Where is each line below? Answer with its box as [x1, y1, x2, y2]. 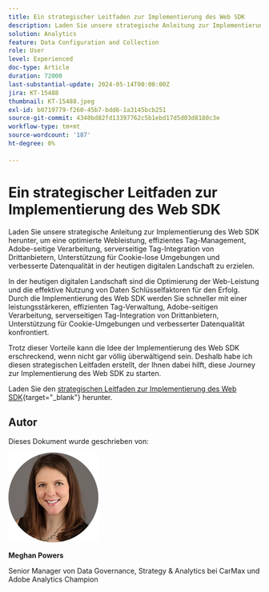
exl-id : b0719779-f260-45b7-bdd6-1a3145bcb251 [8, 106, 167, 114]
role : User [8, 46, 45, 55]
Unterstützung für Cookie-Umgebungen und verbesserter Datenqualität [8, 318, 245, 328]
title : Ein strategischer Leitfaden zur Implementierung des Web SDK [8, 13, 246, 21]
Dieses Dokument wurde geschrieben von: [8, 437, 150, 446]
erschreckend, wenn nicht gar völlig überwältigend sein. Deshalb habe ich [8, 351, 253, 361]
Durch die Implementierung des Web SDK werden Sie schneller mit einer [8, 293, 247, 303]
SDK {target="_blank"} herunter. [8, 392, 113, 402]
